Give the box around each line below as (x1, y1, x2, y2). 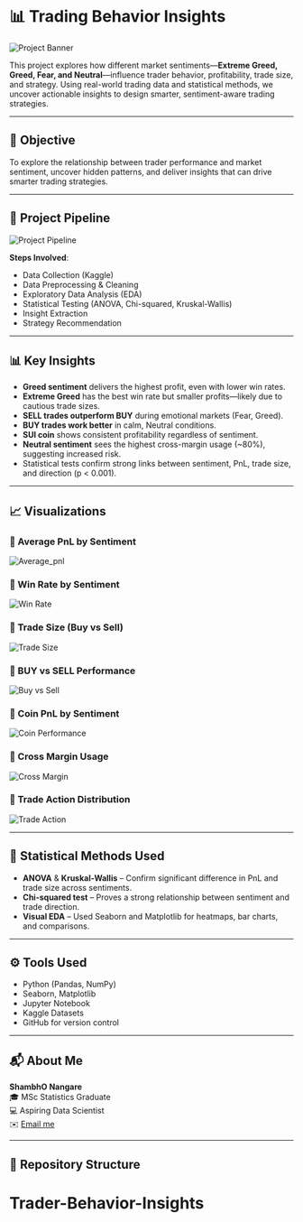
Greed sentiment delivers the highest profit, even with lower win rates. (22, 382, 286, 393)
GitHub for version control (22, 1017, 120, 1028)
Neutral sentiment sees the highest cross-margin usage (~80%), (22, 439, 266, 450)
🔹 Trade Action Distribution (9, 793, 131, 806)
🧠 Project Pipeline (9, 210, 111, 226)
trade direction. (22, 901, 80, 912)
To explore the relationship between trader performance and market (9, 156, 262, 167)
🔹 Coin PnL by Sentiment (9, 707, 120, 719)
